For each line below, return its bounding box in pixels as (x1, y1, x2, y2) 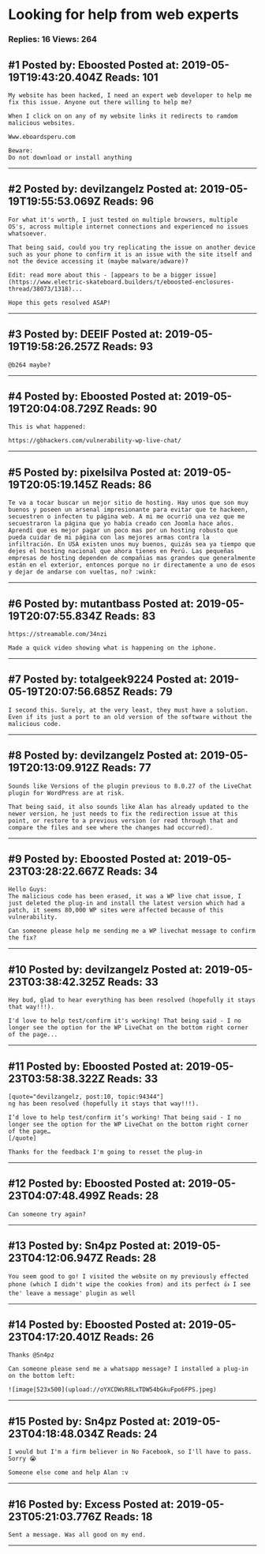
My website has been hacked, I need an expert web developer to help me (8, 91, 252, 100)
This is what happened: (8, 423, 87, 431)
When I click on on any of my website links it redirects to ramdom (8, 112, 238, 120)
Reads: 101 (105, 70, 159, 84)
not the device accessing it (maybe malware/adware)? (8, 257, 189, 265)
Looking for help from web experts (8, 6, 239, 24)
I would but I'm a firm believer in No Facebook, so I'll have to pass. (8, 1448, 252, 1456)
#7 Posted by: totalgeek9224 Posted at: (8, 673, 207, 687)
